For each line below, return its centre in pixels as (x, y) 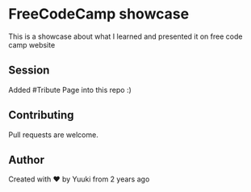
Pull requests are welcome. (53, 135)
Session (29, 71)
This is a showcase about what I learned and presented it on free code (125, 36)
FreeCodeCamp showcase (99, 14)
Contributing (41, 115)
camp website (32, 44)
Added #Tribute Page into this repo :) (70, 90)
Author (26, 159)
